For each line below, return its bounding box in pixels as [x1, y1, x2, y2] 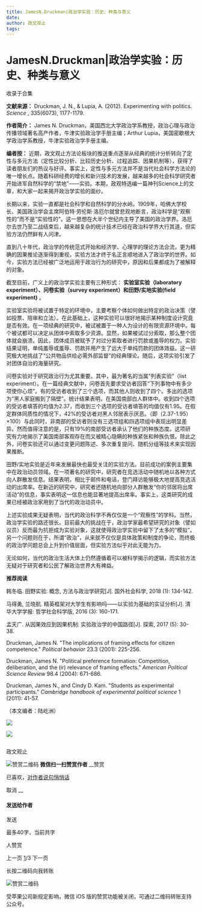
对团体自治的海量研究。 [6, 360, 64, 367]
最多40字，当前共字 [6, 828, 55, 836]
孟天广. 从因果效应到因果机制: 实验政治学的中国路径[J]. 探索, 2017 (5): [6, 621, 179, 628]
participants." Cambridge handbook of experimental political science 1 [6, 688, 181, 696]
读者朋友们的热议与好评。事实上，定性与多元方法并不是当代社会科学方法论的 [6, 165, 196, 172]
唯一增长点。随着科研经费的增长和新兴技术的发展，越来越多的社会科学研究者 [6, 173, 196, 180]
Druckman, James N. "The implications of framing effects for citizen [6, 639, 176, 647]
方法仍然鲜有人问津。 [11, 231, 64, 238]
